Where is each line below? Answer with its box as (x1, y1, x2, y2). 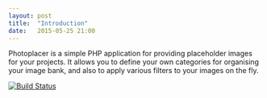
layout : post (8, 11, 52, 20)
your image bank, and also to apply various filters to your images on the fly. (8, 66, 259, 76)
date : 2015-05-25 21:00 (8, 27, 95, 35)
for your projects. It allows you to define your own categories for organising (8, 57, 260, 67)
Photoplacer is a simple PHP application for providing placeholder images (8, 49, 252, 59)
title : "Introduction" (8, 19, 89, 27)
